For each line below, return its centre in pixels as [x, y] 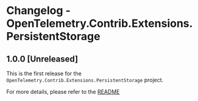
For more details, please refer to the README [63, 92]
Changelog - [39, 11]
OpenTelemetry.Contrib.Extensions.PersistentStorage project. [85, 80]
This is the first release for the [44, 73]
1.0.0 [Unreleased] [42, 59]
